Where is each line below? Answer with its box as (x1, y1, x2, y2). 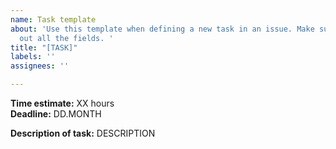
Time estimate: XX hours (10, 97, 115, 109)
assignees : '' (10, 61, 70, 71)
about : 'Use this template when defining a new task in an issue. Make (10, 24, 315, 34)
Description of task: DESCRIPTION (10, 127, 156, 139)
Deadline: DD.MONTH (10, 108, 102, 120)
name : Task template (10, 14, 97, 25)
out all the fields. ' (19, 33, 114, 43)
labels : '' (10, 52, 56, 62)
